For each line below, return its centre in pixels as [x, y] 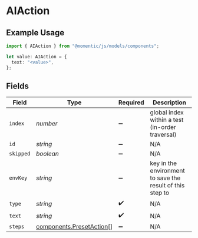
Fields [18, 86]
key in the [163, 163]
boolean [47, 154]
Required [131, 103]
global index [167, 113]
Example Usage [35, 33]
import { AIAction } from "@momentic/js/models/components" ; [83, 46]
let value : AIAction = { [37, 57]
